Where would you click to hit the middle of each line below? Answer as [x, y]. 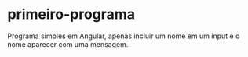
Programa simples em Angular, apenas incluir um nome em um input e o [124, 36]
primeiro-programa [71, 14]
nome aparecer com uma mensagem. [68, 44]
